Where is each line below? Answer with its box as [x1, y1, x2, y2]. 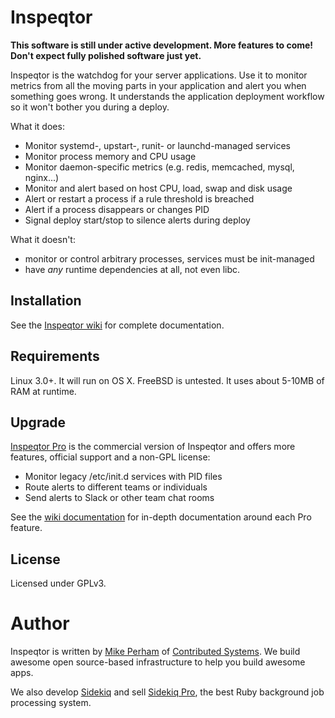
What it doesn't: [10, 233, 76, 245]
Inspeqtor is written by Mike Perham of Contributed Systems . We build [10, 646, 301, 658]
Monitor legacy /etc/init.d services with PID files [24, 471, 223, 483]
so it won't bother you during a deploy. [10, 101, 170, 113]
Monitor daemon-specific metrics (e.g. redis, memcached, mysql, [24, 161, 295, 173]
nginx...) [24, 171, 60, 183]
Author [10, 612, 70, 635]
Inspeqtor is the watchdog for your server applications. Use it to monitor [10, 69, 308, 81]
